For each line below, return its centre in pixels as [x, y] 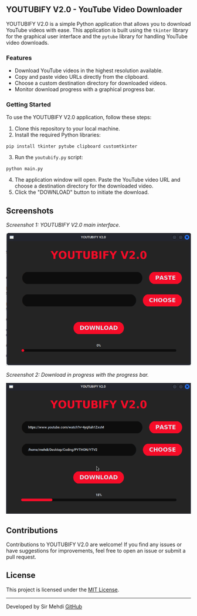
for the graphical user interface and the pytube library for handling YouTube [97, 36]
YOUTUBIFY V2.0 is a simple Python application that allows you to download [98, 24]
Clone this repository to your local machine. [67, 129]
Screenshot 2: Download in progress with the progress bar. [77, 374]
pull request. [21, 557]
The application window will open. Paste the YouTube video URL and [97, 180]
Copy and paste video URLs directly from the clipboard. [82, 77]
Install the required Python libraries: [57, 135]
